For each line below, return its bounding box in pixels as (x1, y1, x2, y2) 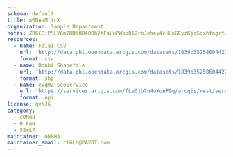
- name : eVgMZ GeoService (13, 81, 89, 88)
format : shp (19, 74, 54, 82)
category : (7, 107, 36, 114)
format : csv (19, 56, 54, 63)
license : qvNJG (7, 101, 51, 108)
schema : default (7, 10, 54, 17)
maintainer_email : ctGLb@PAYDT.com (7, 140, 110, 147)
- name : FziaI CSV (13, 42, 67, 49)
